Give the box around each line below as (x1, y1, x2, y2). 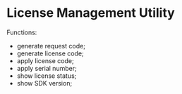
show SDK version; (16, 79, 73, 87)
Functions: (6, 28, 37, 36)
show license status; (16, 72, 77, 80)
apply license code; (16, 56, 75, 65)
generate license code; (16, 49, 84, 58)
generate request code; (16, 41, 86, 50)
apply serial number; (16, 64, 77, 72)
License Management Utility (6, 5, 176, 21)
